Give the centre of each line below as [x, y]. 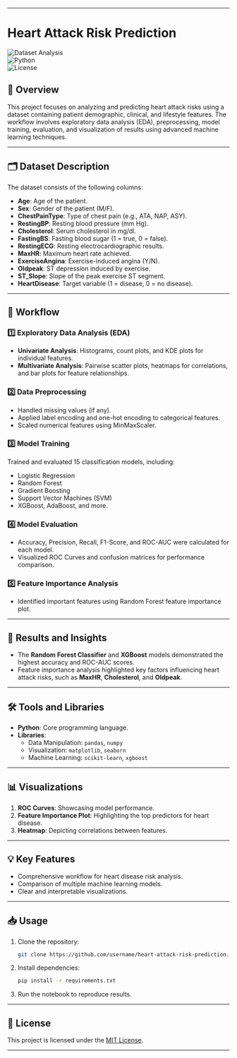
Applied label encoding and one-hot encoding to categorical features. [119, 417]
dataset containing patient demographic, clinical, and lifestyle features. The [117, 114]
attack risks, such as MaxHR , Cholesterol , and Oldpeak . [99, 677]
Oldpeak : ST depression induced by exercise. [84, 268]
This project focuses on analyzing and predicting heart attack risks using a [116, 107]
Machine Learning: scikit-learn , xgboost [88, 758]
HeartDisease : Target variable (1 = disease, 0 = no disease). [105, 283]
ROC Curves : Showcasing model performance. [86, 808]
